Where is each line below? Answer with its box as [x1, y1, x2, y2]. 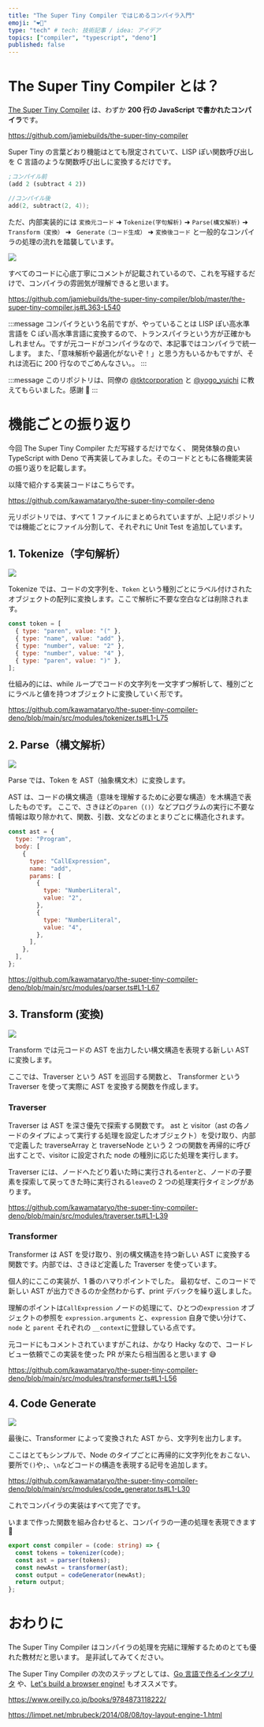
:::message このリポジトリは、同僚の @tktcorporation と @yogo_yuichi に [8, 375, 248, 384]
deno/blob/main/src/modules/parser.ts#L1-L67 [8, 982, 160, 992]
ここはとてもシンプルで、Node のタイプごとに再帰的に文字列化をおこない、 [8, 1450, 255, 1460]
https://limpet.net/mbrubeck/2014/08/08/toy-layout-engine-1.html [8, 1710, 222, 1720]
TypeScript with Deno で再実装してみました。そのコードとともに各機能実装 [8, 453, 253, 462]
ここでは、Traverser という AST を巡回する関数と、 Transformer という [8, 1072, 241, 1081]
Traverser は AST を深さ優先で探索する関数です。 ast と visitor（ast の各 [8, 1120, 244, 1130]
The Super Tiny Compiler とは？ [8, 77, 221, 96]
